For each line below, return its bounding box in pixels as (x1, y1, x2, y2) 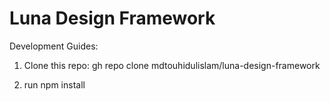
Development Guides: (9, 40, 99, 52)
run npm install (23, 78, 86, 91)
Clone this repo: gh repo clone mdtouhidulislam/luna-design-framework (23, 59, 321, 71)
